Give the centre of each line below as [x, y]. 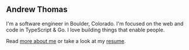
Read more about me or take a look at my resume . [66, 41]
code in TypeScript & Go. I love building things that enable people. [85, 30]
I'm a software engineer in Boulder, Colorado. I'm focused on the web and [95, 23]
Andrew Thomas [37, 10]
